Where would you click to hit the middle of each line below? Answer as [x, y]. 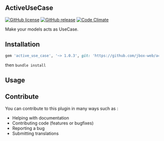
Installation [22, 44]
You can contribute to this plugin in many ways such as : [62, 108]
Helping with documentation [41, 118]
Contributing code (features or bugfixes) [53, 123]
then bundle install [26, 65]
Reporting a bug [28, 128]
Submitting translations [35, 133]
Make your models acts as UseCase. [42, 29]
